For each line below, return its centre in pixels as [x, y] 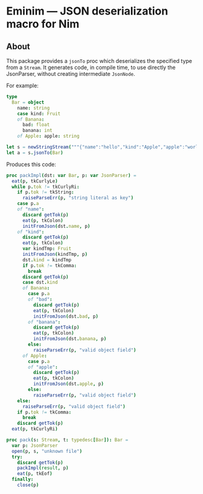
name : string [34, 108]
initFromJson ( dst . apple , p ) [68, 384]
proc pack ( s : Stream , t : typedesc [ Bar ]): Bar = [67, 440]
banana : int [37, 131]
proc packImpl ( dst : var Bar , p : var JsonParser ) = [71, 175]
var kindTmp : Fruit [47, 249]
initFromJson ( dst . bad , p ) [66, 316]
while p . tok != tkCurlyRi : [46, 187]
